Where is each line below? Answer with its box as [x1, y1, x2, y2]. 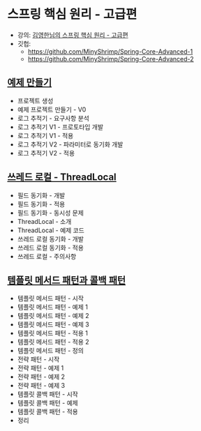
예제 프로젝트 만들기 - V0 [17, 105, 87, 114]
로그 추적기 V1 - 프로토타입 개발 [17, 123, 103, 131]
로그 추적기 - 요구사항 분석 [17, 114, 89, 122]
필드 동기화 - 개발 [17, 191, 66, 199]
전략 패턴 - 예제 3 [17, 381, 65, 390]
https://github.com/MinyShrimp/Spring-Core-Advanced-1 [27, 47, 193, 56]
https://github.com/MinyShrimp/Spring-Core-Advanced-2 [27, 54, 194, 63]
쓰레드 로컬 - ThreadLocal [7, 172, 117, 183]
